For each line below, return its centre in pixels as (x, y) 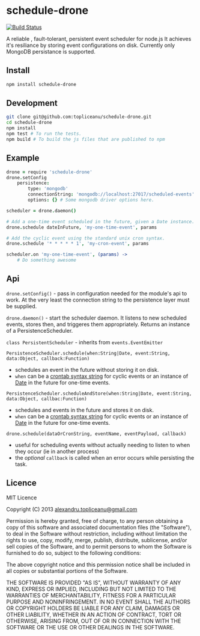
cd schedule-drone (29, 123)
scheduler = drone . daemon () (41, 211)
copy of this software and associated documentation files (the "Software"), (99, 527)
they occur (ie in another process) (57, 451)
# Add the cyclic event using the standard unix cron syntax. (86, 238)
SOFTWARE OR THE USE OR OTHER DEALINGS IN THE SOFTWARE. (90, 627)
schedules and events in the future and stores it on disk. (84, 410)
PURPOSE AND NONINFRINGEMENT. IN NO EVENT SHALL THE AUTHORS (98, 602)
